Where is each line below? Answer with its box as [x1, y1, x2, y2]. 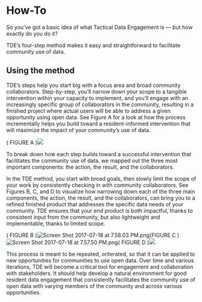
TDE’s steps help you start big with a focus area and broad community [6, 81, 181, 89]
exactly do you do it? [6, 30, 58, 37]
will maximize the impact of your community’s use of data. [6, 126, 151, 133]
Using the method [6, 66, 75, 76]
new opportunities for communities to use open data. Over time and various [6, 257, 194, 264]
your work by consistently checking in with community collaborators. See [6, 181, 189, 189]
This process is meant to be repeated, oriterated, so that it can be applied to [6, 250, 195, 257]
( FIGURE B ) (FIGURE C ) [6, 231, 180, 239]
